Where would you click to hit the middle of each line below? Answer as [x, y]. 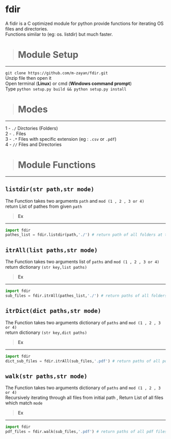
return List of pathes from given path [44, 206]
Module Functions [56, 165]
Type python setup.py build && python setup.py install [66, 89]
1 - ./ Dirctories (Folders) [32, 128]
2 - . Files [16, 134]
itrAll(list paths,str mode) [52, 250]
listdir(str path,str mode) [50, 189]
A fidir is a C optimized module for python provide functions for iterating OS [84, 23]
